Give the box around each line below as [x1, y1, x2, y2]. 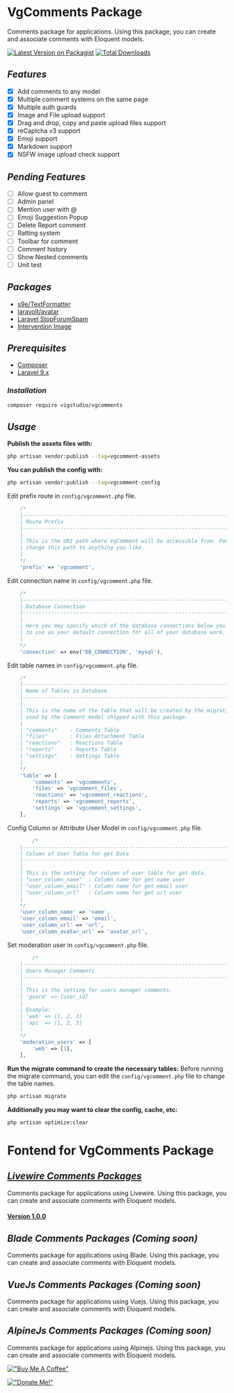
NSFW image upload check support [17, 150, 120, 159]
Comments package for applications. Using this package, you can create [7, 27, 216, 36]
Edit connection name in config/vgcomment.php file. [7, 576, 153, 584]
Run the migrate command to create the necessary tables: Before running [7, 1064, 224, 1073]
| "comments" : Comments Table [19, 726, 120, 734]
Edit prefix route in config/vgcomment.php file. [7, 492, 136, 500]
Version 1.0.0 [7, 1212, 47, 1220]
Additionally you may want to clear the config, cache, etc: [7, 1105, 178, 1113]
